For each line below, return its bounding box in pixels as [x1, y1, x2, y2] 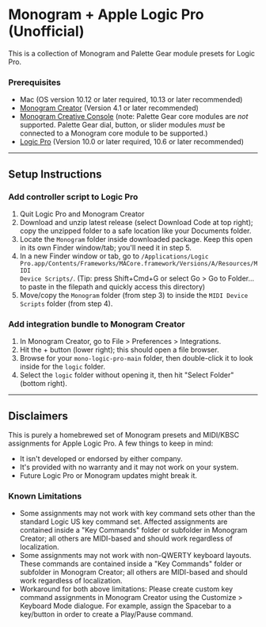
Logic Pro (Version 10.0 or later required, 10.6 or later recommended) [19, 137, 244, 147]
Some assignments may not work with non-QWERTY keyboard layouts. [19, 551, 252, 560]
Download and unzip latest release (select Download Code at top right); [19, 217, 253, 227]
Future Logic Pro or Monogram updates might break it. [19, 471, 198, 480]
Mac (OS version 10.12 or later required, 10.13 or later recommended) [19, 95, 243, 105]
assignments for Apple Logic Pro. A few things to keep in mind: [8, 438, 214, 449]
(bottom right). [19, 379, 67, 388]
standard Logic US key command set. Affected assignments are [19, 517, 228, 526]
